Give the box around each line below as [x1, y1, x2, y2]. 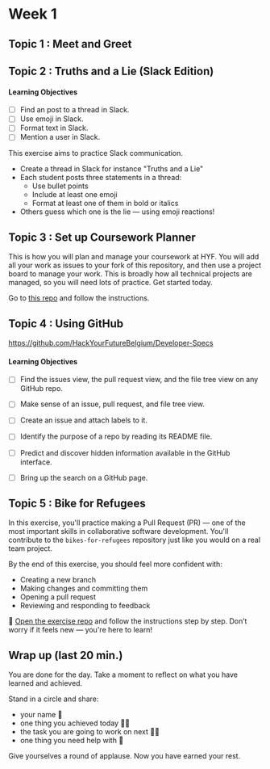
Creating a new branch [19, 575, 97, 585]
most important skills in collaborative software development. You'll [8, 527, 229, 536]
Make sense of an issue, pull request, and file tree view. [19, 399, 206, 409]
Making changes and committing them [19, 583, 148, 594]
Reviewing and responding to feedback [19, 601, 151, 611]
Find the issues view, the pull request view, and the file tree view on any [19, 375, 259, 384]
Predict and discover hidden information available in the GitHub [19, 448, 231, 457]
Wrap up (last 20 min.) [8, 648, 123, 662]
